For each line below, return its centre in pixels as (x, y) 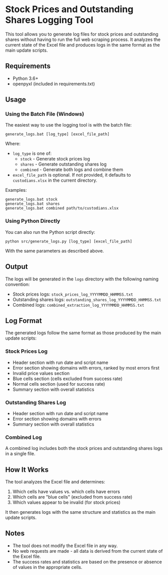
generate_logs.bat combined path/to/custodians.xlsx (62, 209)
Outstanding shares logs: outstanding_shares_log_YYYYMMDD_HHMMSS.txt (87, 299)
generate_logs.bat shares (32, 204)
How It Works (27, 469)
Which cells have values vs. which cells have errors (66, 491)
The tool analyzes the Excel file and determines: (55, 482)
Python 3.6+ (26, 78)
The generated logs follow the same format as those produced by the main (83, 333)
